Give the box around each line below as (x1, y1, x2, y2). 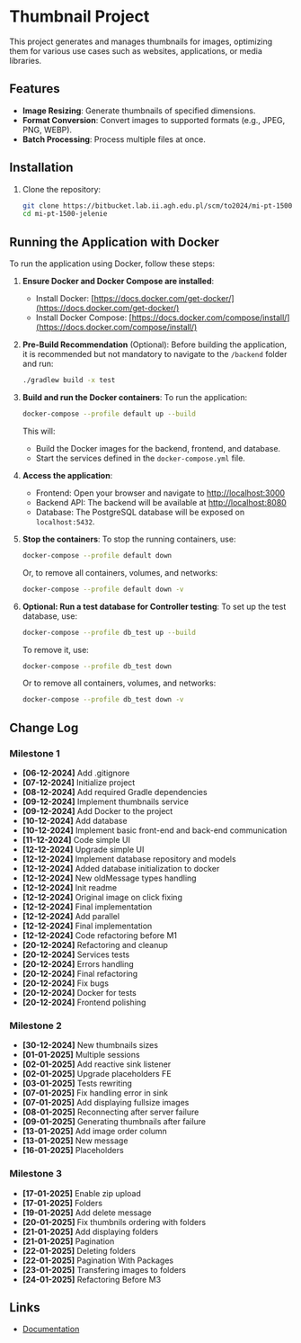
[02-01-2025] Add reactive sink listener (22, 1059, 172, 1070)
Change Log (9, 720, 79, 735)
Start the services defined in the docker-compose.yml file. (35, 452, 245, 463)
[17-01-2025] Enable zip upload (22, 1187, 141, 1198)
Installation (9, 160, 74, 175)
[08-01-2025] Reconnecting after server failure (22, 1106, 199, 1117)
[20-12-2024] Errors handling (22, 958, 135, 969)
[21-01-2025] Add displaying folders (22, 1226, 159, 1237)
